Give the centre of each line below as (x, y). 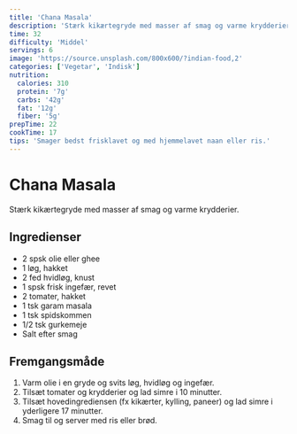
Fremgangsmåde (57, 361)
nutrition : (29, 75)
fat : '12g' (37, 108)
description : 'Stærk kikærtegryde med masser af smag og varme (128, 26)
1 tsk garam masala (57, 306)
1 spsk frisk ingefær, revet (69, 287)
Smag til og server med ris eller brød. (89, 421)
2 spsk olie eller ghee (61, 259)
